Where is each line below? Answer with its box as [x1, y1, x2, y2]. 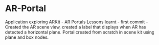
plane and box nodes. [5, 34, 49, 40]
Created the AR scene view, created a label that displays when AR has [5, 24, 146, 30]
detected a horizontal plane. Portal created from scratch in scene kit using [5, 29, 155, 35]
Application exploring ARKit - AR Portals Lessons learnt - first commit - [5, 19, 148, 25]
